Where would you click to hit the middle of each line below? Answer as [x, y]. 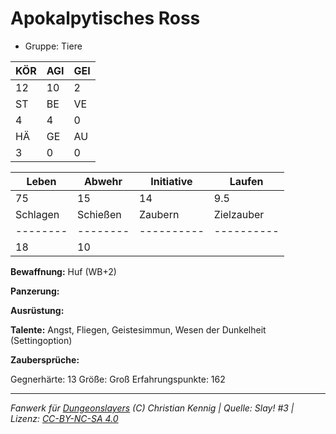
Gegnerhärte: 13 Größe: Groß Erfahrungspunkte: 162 [118, 379]
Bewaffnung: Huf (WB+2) [63, 271]
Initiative [171, 181]
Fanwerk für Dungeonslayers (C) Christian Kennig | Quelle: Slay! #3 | [152, 408]
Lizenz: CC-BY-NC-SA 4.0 [64, 418]
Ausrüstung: [37, 310]
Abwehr [103, 181]
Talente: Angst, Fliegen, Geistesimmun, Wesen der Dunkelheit [138, 329]
